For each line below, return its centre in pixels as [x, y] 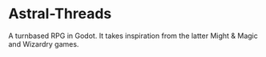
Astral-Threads [60, 14]
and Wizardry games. [44, 44]
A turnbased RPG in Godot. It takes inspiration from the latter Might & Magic [133, 36]
